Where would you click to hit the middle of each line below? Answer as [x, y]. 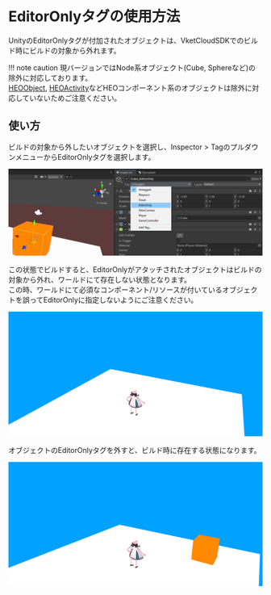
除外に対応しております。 [50, 78]
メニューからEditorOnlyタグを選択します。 [85, 157]
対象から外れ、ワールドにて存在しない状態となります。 [100, 280]
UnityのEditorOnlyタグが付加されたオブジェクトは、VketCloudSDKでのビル [133, 40]
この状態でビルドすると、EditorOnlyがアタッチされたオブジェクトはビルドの [135, 270]
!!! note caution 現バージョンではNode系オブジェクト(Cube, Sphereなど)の [132, 67]
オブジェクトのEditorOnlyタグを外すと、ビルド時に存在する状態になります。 [135, 450]
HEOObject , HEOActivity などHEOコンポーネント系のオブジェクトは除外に [130, 88]
